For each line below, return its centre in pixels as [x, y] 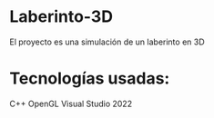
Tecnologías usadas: [90, 79]
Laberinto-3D [61, 17]
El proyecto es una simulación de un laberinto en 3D [107, 42]
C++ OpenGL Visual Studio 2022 [71, 103]
